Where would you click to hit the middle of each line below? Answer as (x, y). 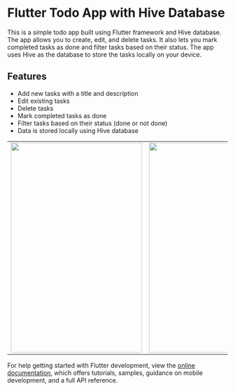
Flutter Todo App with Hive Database (116, 13)
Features (27, 77)
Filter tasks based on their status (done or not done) (92, 123)
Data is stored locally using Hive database (78, 130)
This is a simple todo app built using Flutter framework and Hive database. (114, 32)
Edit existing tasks (43, 101)
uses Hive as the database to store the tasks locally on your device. (105, 55)
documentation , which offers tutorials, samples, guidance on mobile (105, 373)
